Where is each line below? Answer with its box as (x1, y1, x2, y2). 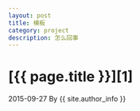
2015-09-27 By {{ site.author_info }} (8, 94, 126, 104)
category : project (8, 26, 69, 34)
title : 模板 (8, 19, 45, 27)
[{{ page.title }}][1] (8, 68, 134, 86)
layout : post (8, 11, 52, 20)
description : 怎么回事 (8, 33, 79, 42)
